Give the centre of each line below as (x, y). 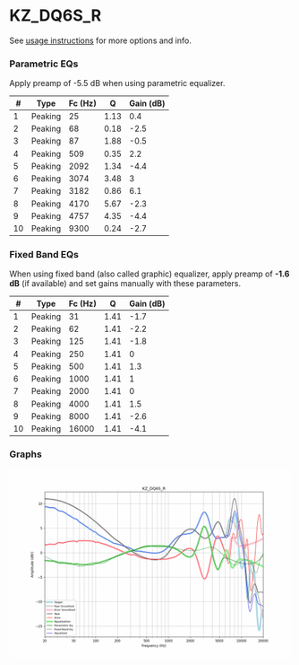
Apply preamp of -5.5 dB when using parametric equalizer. (117, 83)
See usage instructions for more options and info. (101, 40)
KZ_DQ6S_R (56, 16)
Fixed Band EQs (44, 254)
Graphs (26, 454)
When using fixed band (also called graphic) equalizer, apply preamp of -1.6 (149, 274)
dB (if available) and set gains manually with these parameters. (125, 284)
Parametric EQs (44, 64)
